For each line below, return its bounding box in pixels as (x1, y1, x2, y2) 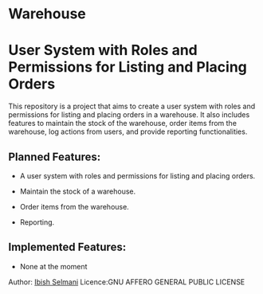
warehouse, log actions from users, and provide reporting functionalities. (8, 127, 248, 136)
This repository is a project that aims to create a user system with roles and (8, 101, 256, 112)
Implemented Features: (8, 241, 127, 254)
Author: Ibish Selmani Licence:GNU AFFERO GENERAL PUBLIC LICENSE (8, 276, 245, 287)
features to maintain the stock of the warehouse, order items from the (8, 119, 237, 128)
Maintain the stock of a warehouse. (19, 186, 136, 196)
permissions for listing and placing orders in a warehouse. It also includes (8, 110, 250, 120)
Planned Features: (8, 150, 101, 163)
